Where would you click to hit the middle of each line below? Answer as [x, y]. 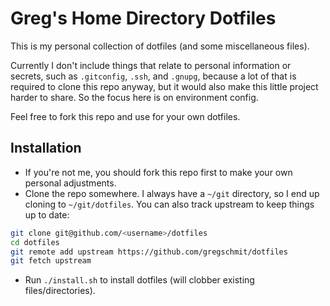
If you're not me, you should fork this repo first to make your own [158, 172]
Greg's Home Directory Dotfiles [143, 18]
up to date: [47, 214]
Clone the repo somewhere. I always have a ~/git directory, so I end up [172, 193]
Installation [46, 148]
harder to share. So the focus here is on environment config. [134, 97]
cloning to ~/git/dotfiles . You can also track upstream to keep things [169, 204]
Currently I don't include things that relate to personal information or [151, 65]
